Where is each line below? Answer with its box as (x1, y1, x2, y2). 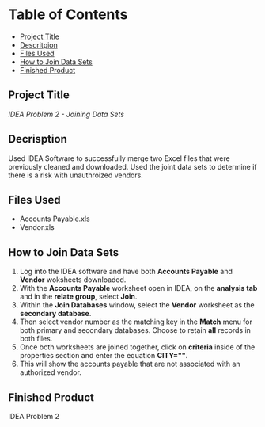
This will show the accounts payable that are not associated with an (19, 359, 240, 369)
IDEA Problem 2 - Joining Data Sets (8, 109, 125, 119)
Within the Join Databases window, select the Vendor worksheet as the (19, 300, 255, 310)
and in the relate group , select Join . (19, 292, 138, 302)
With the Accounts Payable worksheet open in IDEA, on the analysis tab (19, 284, 258, 293)
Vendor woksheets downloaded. (19, 275, 127, 284)
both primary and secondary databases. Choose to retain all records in (19, 326, 252, 335)
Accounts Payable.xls (19, 214, 91, 223)
